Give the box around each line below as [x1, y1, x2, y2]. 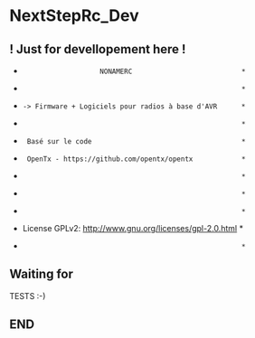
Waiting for [9, 267, 74, 282]
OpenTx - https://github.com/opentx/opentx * [26, 155, 246, 164]
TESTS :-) [9, 290, 46, 301]
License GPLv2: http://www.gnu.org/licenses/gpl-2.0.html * [22, 223, 244, 233]
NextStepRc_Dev [9, 5, 139, 26]
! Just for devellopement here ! [9, 42, 186, 57]
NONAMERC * [99, 67, 246, 76]
